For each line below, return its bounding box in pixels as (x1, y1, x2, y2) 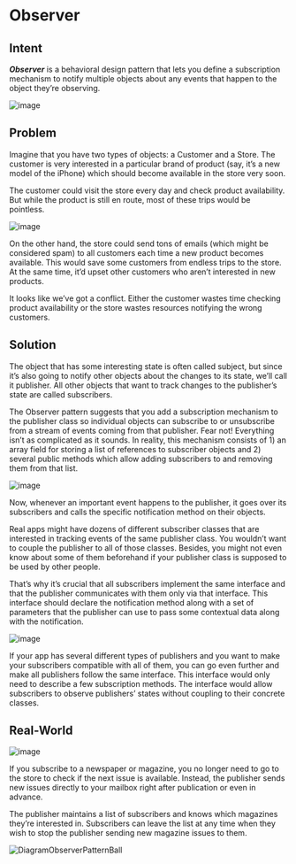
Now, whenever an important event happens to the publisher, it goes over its (9, 497, 287, 507)
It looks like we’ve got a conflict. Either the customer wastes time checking (9, 293, 281, 304)
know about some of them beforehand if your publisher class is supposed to (9, 552, 287, 562)
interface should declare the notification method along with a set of (9, 597, 254, 607)
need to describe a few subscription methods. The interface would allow (9, 678, 273, 689)
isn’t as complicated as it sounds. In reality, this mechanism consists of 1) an (9, 435, 287, 445)
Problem (9, 126, 57, 141)
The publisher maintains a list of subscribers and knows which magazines (9, 809, 278, 820)
